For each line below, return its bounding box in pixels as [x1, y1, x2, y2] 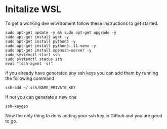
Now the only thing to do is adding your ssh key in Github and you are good [5, 112, 163, 118]
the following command [5, 75, 55, 81]
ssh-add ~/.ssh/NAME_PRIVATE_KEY [5, 85, 76, 90]
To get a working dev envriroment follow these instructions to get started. [5, 20, 158, 26]
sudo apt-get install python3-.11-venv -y [5, 43, 96, 49]
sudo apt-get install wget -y [5, 34, 69, 39]
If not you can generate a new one [5, 94, 77, 100]
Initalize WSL [5, 4, 62, 15]
